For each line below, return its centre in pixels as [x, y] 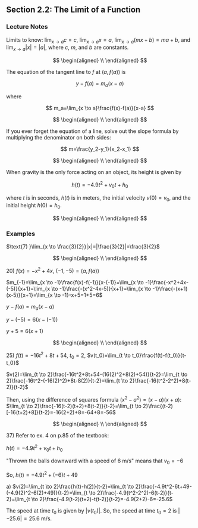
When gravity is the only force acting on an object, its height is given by [94, 172]
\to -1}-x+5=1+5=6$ [78, 295]
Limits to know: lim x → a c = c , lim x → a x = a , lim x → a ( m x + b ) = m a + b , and [98, 40]
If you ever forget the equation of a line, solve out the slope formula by [92, 131]
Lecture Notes [27, 27]
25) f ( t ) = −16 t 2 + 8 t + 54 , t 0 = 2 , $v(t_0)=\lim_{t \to [68, 355]
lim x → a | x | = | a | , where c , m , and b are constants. [67, 48]
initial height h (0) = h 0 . [34, 206]
